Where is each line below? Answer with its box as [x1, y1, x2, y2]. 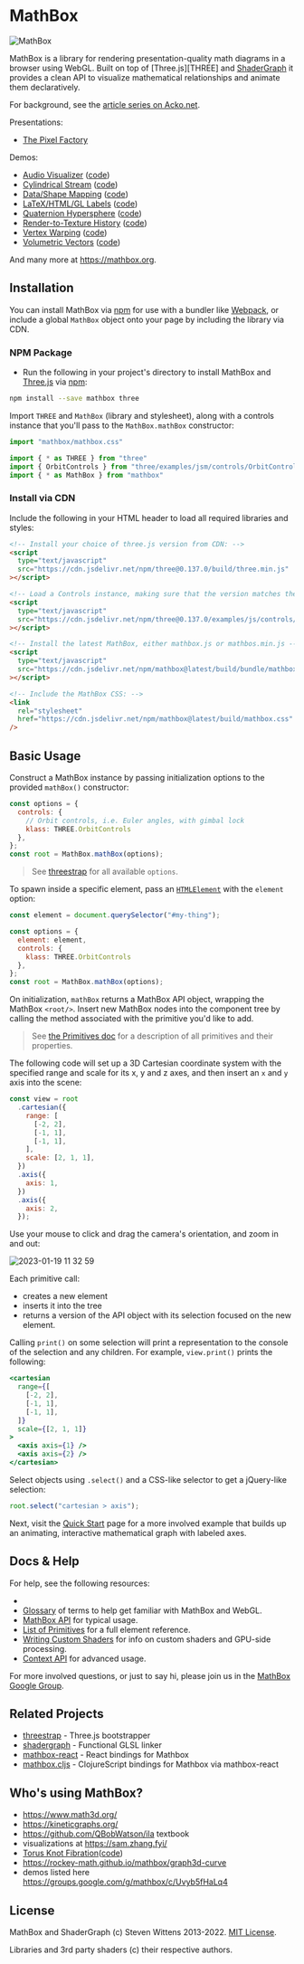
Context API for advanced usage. [22, 1653, 147, 1664]
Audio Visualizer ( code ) [22, 169, 110, 180]
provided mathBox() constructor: [9, 782, 129, 792]
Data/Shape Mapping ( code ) [22, 188, 128, 199]
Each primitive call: [9, 1273, 80, 1285]
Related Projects [9, 1706, 104, 1722]
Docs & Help [9, 1553, 80, 1570]
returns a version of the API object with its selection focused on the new [22, 1310, 292, 1321]
